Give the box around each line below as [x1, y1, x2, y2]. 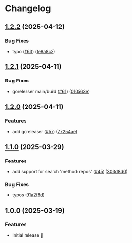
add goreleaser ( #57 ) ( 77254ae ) [12, 129, 78, 135]
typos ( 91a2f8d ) [12, 192, 45, 198]
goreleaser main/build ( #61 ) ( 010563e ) [12, 88, 90, 94]
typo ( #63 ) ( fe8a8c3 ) [12, 48, 55, 54]
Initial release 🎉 [12, 232, 43, 238]
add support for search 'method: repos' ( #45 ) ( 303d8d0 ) [12, 168, 128, 174]
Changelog [5, 3, 51, 14]
